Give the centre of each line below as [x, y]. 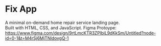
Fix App [21, 9]
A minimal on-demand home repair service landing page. [62, 23]
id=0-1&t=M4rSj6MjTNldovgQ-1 [37, 38]
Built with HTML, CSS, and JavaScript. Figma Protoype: [61, 27]
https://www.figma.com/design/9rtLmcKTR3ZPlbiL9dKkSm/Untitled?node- [80, 33]
